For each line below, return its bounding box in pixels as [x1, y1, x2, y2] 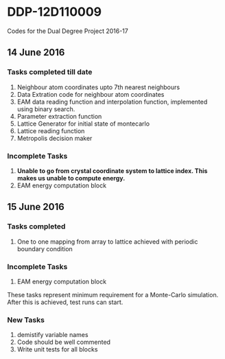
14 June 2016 [7, 47, 65, 58]
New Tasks [7, 315, 45, 325]
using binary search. [16, 104, 75, 113]
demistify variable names [16, 331, 88, 339]
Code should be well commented [16, 338, 111, 347]
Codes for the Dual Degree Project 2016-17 [7, 27, 128, 35]
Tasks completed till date [7, 67, 93, 77]
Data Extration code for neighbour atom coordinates [16, 90, 165, 98]
